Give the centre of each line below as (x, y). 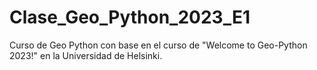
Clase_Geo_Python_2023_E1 (130, 17)
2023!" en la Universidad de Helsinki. (86, 55)
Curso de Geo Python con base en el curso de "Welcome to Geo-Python (158, 45)
